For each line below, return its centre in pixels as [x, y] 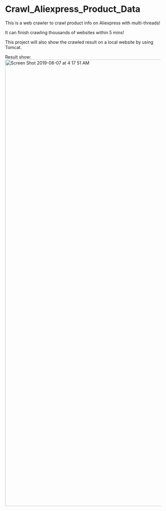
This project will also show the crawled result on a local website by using [79, 42]
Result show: [18, 57]
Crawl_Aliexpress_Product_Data [73, 9]
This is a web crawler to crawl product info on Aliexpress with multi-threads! [83, 23]
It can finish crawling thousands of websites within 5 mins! [65, 32]
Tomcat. [14, 47]
